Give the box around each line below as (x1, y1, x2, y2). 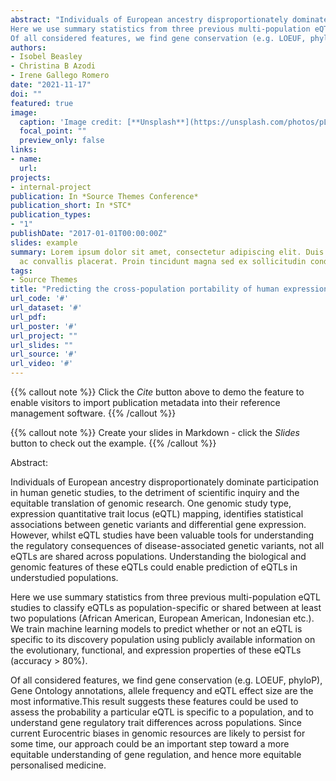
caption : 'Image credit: (19, 117, 123, 127)
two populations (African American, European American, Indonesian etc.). (10, 612, 315, 624)
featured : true (10, 98, 74, 108)
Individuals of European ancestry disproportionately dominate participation (10, 476, 319, 488)
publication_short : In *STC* (10, 201, 132, 211)
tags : (10, 266, 33, 276)
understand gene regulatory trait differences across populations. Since (10, 717, 302, 728)
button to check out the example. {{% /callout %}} (10, 437, 217, 449)
